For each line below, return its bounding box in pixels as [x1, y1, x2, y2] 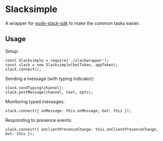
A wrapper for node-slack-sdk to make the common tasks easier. [5, 20, 140, 26]
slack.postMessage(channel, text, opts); [5, 90, 94, 95]
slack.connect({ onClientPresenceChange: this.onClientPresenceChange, [5, 127, 158, 132]
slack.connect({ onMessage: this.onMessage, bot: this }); [5, 108, 132, 113]
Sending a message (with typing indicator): [5, 76, 95, 82]
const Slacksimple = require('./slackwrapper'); [5, 58, 109, 63]
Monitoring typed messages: [5, 98, 65, 104]
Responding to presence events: [5, 117, 72, 123]
